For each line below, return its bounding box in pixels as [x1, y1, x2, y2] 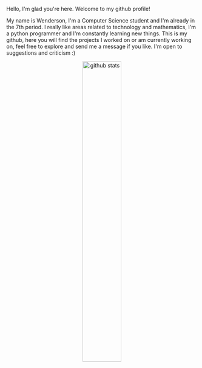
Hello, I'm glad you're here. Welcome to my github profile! [6, 5, 150, 12]
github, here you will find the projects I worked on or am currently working [6, 36, 192, 43]
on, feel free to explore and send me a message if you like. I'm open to [6, 43, 183, 50]
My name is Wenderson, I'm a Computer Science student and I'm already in [6, 17, 195, 24]
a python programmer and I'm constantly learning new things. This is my [6, 30, 187, 37]
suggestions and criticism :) [6, 49, 76, 57]
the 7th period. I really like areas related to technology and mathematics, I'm [6, 24, 196, 30]
